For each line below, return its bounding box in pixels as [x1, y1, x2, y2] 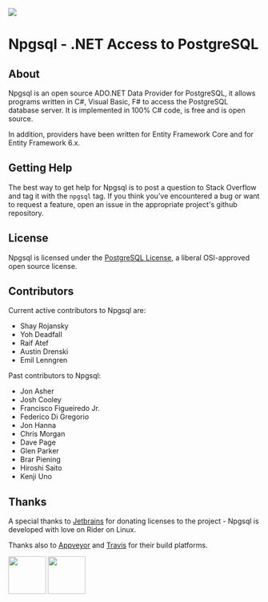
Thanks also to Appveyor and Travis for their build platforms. [8, 540, 208, 550]
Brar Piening [19, 454, 62, 465]
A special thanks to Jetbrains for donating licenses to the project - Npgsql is [8, 516, 259, 526]
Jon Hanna [19, 421, 57, 430]
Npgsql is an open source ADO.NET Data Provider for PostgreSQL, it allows [8, 88, 256, 98]
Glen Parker [19, 446, 60, 456]
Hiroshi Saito [19, 463, 62, 473]
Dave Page [19, 437, 56, 447]
